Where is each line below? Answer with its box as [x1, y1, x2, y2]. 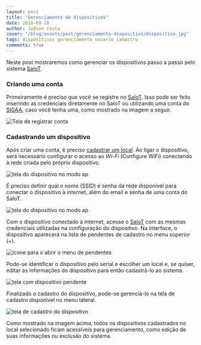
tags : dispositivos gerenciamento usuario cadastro [6, 37, 138, 43]
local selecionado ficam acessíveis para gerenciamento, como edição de [6, 326, 187, 333]
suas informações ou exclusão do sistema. [6, 332, 112, 340]
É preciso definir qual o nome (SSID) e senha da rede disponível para [6, 182, 177, 189]
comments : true [6, 43, 44, 49]
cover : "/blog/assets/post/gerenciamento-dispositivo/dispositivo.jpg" [6, 31, 189, 37]
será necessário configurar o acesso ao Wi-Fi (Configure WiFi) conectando [6, 153, 193, 160]
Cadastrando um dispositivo [6, 133, 91, 141]
